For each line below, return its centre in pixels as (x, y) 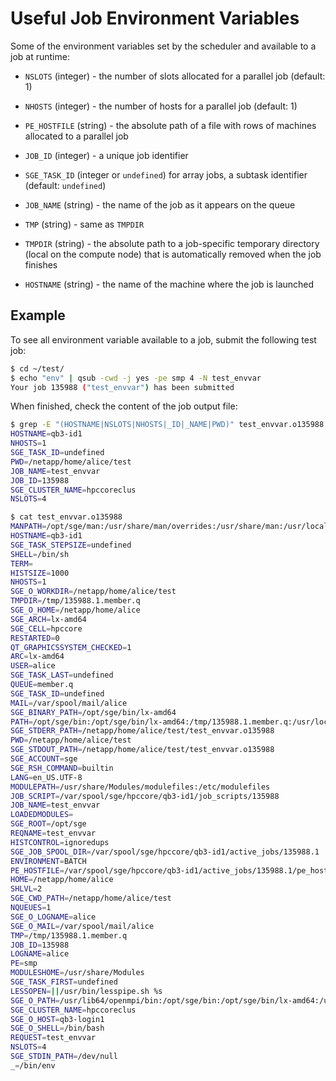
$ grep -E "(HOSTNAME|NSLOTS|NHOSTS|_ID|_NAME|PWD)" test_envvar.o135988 (167, 425)
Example (38, 315)
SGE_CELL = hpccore (46, 628)
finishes (41, 264)
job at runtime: (40, 56)
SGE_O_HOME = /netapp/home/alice (75, 610)
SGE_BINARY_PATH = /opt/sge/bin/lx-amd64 (93, 712)
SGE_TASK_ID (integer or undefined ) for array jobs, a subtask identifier (166, 174)
